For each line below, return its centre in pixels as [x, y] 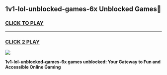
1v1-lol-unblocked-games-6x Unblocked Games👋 [83, 9]
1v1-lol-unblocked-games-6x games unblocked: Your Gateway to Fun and [83, 62]
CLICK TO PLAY [24, 23]
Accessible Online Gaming [33, 67]
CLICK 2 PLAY [22, 41]
